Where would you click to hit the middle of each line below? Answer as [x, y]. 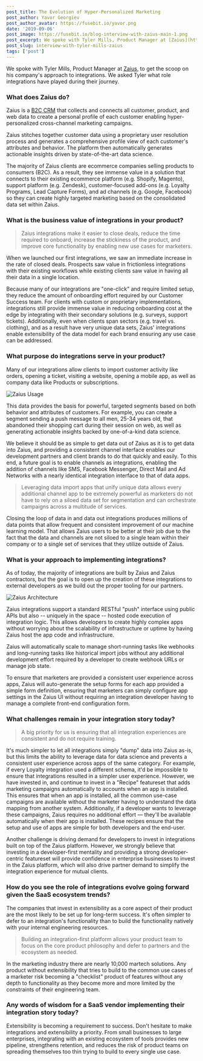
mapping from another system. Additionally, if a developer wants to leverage [101, 808]
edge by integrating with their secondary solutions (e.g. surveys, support [97, 315]
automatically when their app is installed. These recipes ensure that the [95, 821]
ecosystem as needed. [49, 952]
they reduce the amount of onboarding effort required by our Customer [95, 296]
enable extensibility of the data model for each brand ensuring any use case [101, 334]
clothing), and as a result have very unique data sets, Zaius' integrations [96, 328]
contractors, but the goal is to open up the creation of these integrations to [99, 579]
